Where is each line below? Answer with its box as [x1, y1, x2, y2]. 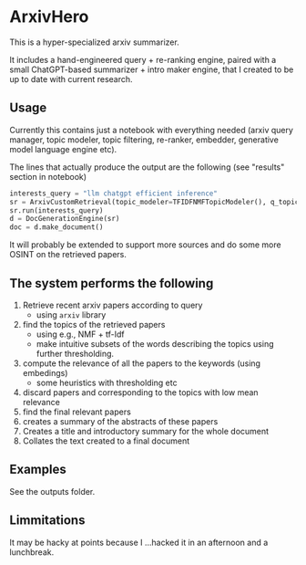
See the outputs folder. [9, 486, 96, 497]
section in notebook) [9, 171, 87, 182]
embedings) [22, 367, 68, 378]
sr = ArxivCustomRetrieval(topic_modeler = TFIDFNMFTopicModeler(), [9, 197, 267, 206]
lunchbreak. [9, 546, 55, 558]
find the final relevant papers [22, 406, 132, 417]
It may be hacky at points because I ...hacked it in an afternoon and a [9, 537, 269, 548]
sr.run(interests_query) [9, 205, 104, 215]
